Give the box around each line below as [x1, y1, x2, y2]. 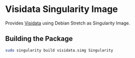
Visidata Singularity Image [5, 3, 118, 15]
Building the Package [5, 34, 73, 43]
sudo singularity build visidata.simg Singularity [5, 47, 113, 53]
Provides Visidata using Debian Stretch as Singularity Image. [5, 20, 130, 26]
